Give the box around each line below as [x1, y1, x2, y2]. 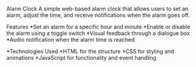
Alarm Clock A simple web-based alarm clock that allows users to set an [6, 5, 189, 12]
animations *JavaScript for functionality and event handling [6, 54, 157, 61]
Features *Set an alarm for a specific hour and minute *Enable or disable [6, 24, 191, 30]
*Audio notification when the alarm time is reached [6, 36, 135, 43]
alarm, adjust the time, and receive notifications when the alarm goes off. [6, 11, 191, 19]
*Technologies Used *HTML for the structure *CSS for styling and [6, 48, 175, 55]
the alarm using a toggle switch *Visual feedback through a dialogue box [6, 30, 191, 37]
